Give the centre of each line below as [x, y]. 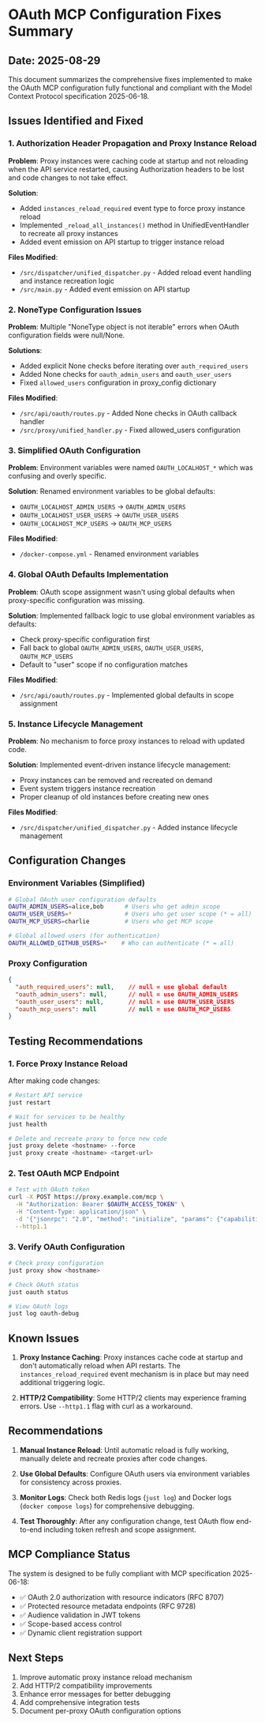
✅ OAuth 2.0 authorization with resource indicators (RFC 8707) [122, 1597]
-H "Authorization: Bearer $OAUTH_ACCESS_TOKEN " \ [100, 1205]
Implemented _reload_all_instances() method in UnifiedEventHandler [134, 225]
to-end [31, 1529]
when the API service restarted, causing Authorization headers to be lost [126, 169]
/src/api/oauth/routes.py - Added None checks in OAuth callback [128, 413]
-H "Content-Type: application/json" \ [81, 1212]
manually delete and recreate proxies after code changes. [113, 1458]
